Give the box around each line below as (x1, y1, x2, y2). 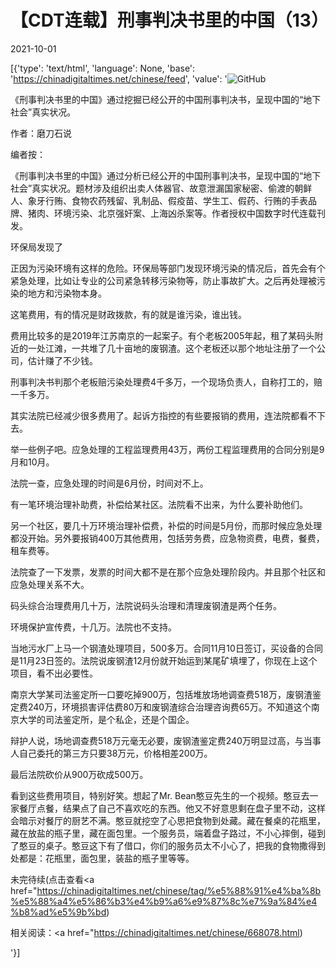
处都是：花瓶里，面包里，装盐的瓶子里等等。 (10, 852, 195, 864)
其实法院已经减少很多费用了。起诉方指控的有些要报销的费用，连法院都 (10, 409, 300, 421)
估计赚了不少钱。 (27, 354, 98, 366)
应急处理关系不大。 (10, 578, 90, 590)
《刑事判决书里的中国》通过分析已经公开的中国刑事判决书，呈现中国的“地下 (10, 169, 322, 181)
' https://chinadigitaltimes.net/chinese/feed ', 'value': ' (10, 72, 228, 85)
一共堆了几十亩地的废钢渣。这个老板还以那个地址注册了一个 (71, 342, 317, 354)
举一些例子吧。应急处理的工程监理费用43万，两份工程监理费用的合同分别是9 (10, 443, 325, 455)
